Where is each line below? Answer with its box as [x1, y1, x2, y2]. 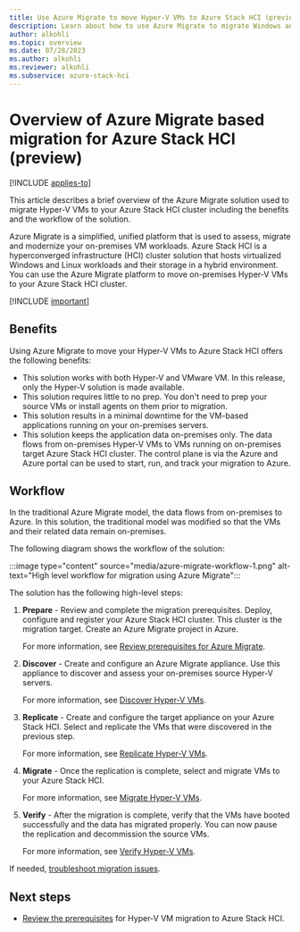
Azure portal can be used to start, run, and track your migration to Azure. [21, 458, 291, 468]
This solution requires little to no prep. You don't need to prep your [21, 390, 268, 402]
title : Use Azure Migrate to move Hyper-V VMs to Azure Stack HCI [9, 13, 262, 22]
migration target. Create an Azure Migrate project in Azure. [21, 624, 239, 634]
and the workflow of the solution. [9, 214, 131, 224]
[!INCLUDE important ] [9, 296, 90, 306]
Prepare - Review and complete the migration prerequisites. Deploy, [21, 605, 273, 616]
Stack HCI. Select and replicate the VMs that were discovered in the [21, 721, 272, 733]
